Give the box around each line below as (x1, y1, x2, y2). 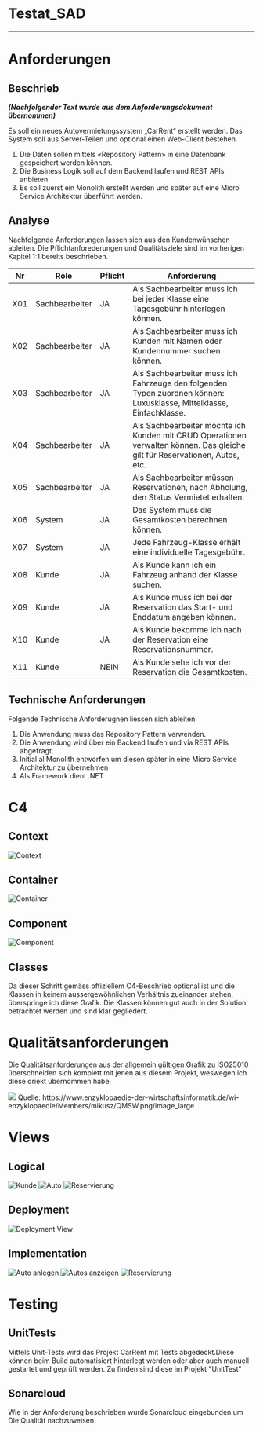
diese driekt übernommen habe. (8, 1076, 112, 1086)
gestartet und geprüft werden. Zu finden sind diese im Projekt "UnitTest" (8, 1364, 242, 1373)
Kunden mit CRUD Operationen (132, 430, 247, 441)
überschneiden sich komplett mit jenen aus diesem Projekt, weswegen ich (8, 1068, 247, 1077)
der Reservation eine (132, 634, 209, 645)
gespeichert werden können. (19, 158, 113, 167)
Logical (8, 1159, 45, 1173)
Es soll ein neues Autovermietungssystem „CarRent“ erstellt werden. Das (8, 126, 243, 135)
